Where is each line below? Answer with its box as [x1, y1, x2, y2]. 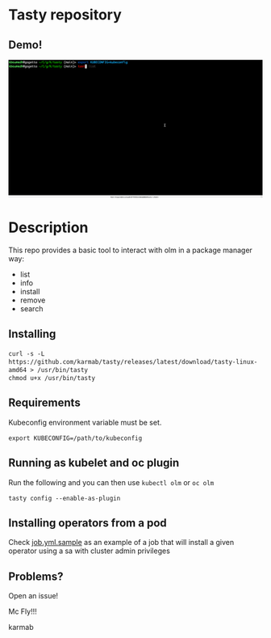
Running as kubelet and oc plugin [8, 456, 180, 470]
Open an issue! [8, 591, 59, 601]
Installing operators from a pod [8, 516, 167, 530]
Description [8, 218, 89, 237]
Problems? [8, 569, 64, 583]
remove [19, 295, 46, 305]
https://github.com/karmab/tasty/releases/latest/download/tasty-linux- [8, 357, 258, 365]
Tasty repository [8, 6, 123, 24]
